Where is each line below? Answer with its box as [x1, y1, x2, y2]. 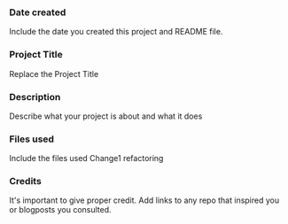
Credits [9, 175, 42, 188]
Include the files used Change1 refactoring [9, 153, 164, 164]
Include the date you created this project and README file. [9, 27, 223, 37]
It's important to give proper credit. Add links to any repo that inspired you [9, 195, 280, 205]
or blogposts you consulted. [9, 205, 113, 215]
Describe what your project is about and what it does [9, 111, 203, 121]
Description [9, 90, 61, 103]
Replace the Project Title [9, 68, 99, 79]
